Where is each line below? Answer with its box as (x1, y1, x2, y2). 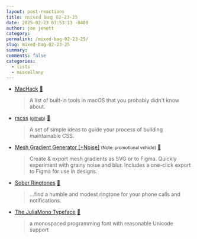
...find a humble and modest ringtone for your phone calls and (29, 190, 180, 198)
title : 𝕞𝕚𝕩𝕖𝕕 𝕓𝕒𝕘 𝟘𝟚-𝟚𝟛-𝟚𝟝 (6, 14, 78, 20)
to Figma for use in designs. (29, 168, 98, 175)
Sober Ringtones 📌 (14, 179, 61, 186)
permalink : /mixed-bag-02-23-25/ (6, 36, 89, 42)
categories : (6, 58, 35, 64)
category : (6, 31, 31, 37)
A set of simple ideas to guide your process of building (29, 126, 163, 133)
